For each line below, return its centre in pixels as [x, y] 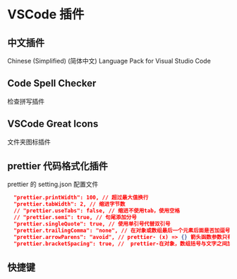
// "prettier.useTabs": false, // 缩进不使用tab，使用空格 [97, 211]
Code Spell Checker [52, 83]
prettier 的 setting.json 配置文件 [53, 185]
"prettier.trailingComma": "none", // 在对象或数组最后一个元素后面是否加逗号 [122, 230]
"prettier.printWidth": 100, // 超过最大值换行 [81, 198]
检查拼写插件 [26, 101]
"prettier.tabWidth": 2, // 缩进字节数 [69, 204]
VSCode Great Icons [53, 124]
